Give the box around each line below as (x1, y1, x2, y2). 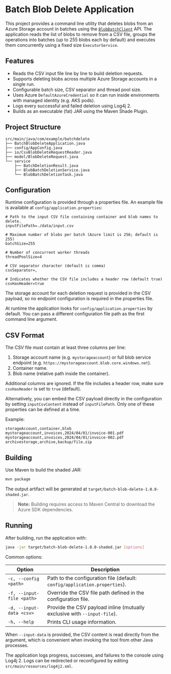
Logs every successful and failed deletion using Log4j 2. (12, 103, 131, 109)
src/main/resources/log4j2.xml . (5, 663, 73, 669)
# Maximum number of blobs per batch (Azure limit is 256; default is (5, 232, 158, 238)
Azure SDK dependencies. (17, 506, 73, 512)
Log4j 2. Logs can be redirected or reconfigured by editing (5, 657, 129, 663)
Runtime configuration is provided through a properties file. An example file (5, 199, 163, 206)
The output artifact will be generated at (5, 486, 88, 492)
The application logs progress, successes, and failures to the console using (5, 652, 164, 658)
